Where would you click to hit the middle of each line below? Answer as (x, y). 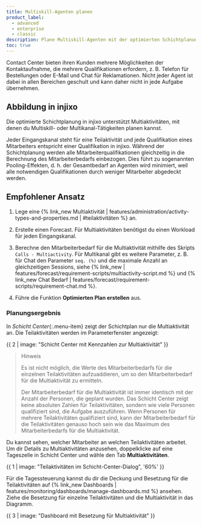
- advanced (25, 23)
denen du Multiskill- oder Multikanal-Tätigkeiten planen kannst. (84, 128)
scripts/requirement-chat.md (51, 286)
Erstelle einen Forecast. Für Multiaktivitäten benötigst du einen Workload (105, 229)
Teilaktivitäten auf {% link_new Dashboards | (62, 485)
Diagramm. (20, 504)
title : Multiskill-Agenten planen (50, 12)
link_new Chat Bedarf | (43, 279)
